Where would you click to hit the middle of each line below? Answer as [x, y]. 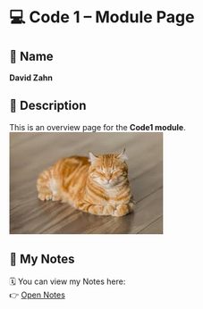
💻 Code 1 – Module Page [102, 17]
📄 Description [48, 106]
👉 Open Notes [37, 295]
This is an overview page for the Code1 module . [97, 127]
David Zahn [31, 78]
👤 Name [31, 56]
